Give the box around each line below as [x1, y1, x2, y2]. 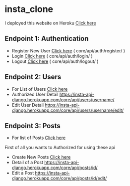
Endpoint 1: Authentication [4, 34, 89, 43]
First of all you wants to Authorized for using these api [4, 145, 116, 151]
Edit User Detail [11, 102, 44, 108]
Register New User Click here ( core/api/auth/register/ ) [11, 47, 125, 53]
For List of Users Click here [11, 86, 68, 92]
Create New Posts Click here [11, 154, 71, 160]
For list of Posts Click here [11, 135, 66, 141]
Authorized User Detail [11, 91, 59, 97]
